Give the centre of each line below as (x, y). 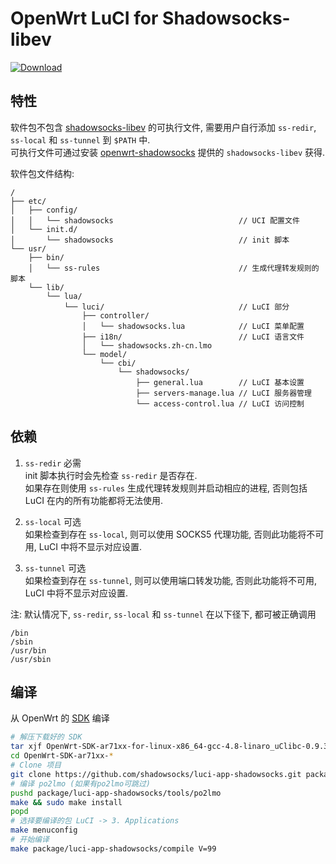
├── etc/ (28, 201)
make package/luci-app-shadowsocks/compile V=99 (113, 848)
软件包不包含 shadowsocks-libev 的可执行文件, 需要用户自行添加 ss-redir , (163, 127)
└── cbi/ (118, 363)
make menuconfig (44, 830)
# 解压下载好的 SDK (46, 737)
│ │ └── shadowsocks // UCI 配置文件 (155, 220)
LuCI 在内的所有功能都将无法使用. (93, 500)
